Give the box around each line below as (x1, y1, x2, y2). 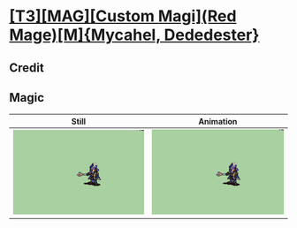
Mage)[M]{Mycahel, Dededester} (9, 25, 260, 45)
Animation (198, 116, 238, 126)
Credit (9, 60, 44, 75)
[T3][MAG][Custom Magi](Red (9, 6, 237, 27)
